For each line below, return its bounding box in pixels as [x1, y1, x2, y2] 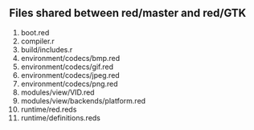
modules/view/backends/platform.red [20, 95, 146, 105]
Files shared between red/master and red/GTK [9, 6, 247, 20]
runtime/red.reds [20, 104, 77, 114]
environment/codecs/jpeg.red [20, 70, 120, 79]
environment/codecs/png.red [20, 79, 119, 88]
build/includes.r [20, 44, 73, 55]
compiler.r [20, 36, 55, 46]
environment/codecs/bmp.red [20, 53, 121, 63]
